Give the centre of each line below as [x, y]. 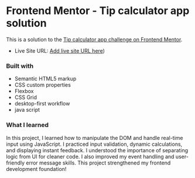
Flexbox [24, 91]
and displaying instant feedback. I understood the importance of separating [97, 150]
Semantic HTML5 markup [45, 79]
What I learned [27, 125]
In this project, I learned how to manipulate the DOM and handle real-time [95, 138]
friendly [16, 163]
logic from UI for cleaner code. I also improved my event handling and [90, 156]
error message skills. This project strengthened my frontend [98, 163]
